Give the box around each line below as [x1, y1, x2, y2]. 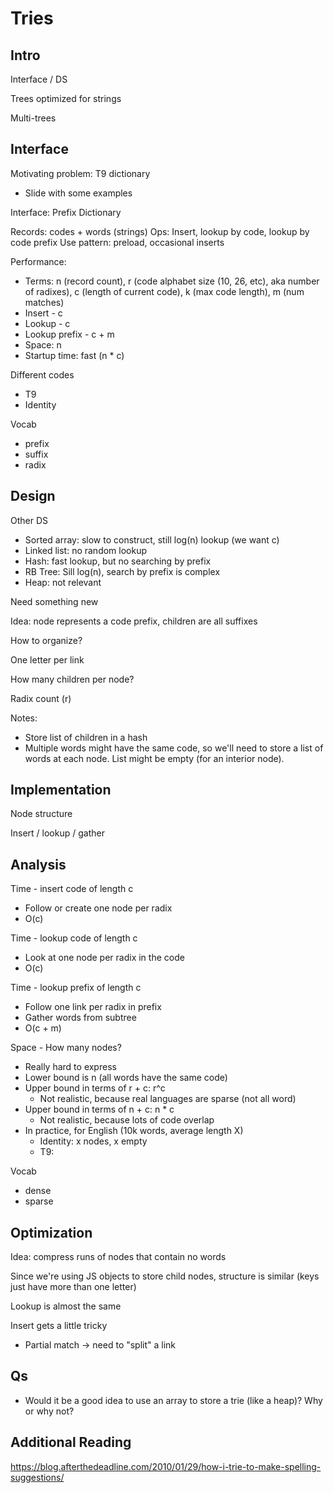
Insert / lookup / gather [10, 827, 105, 839]
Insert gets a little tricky [10, 1320, 108, 1332]
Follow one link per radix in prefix [24, 1001, 162, 1013]
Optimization [10, 1224, 93, 1241]
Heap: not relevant [24, 576, 102, 588]
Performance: [10, 255, 67, 267]
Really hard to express [24, 1061, 117, 1073]
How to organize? [10, 634, 83, 646]
